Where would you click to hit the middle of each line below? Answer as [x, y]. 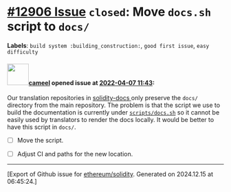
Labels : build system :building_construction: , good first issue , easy [108, 45]
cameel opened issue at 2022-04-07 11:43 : [91, 82]
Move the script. [40, 141]
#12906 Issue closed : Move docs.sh [109, 12]
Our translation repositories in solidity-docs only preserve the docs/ [102, 98]
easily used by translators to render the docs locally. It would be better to [111, 120]
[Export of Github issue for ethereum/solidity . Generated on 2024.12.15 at [110, 174]
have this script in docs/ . [42, 127]
